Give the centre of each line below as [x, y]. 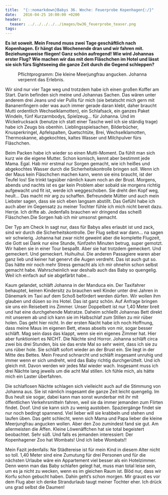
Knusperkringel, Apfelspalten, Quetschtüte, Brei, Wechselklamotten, [76, 132]
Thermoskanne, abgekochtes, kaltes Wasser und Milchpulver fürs [73, 138]
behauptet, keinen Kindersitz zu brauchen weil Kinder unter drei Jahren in [82, 290]
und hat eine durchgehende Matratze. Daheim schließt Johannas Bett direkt [84, 312]
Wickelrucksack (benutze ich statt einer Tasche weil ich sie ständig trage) [81, 122]
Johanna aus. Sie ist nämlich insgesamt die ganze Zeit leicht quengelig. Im [82, 391]
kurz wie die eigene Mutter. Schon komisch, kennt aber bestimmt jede [77, 158]
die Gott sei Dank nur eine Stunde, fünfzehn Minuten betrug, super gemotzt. [84, 243]
